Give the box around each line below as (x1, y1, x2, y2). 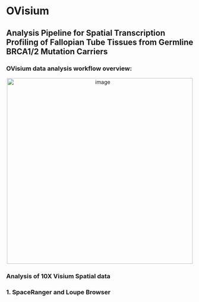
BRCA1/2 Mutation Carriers (6, 46, 108, 56)
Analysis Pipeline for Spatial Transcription (6, 28, 165, 38)
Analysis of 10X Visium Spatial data (6, 272, 111, 280)
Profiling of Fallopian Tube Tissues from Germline (6, 37, 194, 47)
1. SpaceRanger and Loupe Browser (6, 288, 111, 296)
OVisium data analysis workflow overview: (6, 64, 132, 73)
